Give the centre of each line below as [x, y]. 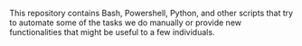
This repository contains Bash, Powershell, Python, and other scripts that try [151, 13]
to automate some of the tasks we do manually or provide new [126, 23]
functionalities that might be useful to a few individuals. [112, 32]
